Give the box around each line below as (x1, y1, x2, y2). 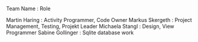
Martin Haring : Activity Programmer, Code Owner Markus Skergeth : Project (6, 17, 192, 23)
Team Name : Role (6, 5, 51, 12)
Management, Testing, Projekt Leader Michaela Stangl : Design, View (6, 23, 174, 30)
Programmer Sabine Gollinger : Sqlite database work (6, 29, 134, 36)
